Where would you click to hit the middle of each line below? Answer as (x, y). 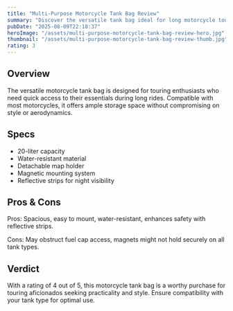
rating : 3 (21, 46)
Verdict (23, 268)
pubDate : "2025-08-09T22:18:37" (54, 26)
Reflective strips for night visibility (66, 180)
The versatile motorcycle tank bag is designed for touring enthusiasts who (113, 90)
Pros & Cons (34, 203)
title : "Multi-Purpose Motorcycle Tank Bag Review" (83, 14)
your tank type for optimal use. (51, 300)
